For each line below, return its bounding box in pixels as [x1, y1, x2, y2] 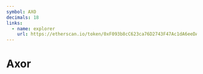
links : [6, 20, 23, 26]
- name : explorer [11, 25, 56, 32]
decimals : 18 [6, 14, 39, 20]
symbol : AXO [6, 8, 36, 15]
